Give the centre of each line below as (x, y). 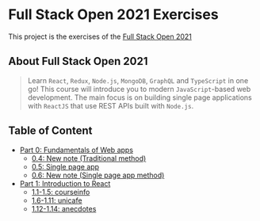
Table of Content (50, 131)
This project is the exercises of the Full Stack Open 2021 (100, 36)
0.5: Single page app (65, 166)
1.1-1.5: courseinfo (61, 192)
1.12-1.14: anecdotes (64, 208)
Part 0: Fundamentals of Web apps (76, 150)
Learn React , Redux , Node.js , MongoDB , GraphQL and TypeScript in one (138, 80)
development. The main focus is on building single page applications (140, 97)
